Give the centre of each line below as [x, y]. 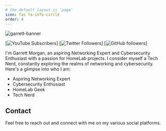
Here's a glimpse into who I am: [38, 69]
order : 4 [14, 19]
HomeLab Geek [29, 90]
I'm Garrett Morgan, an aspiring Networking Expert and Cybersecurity [78, 53]
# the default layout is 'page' [39, 10]
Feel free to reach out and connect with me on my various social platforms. [83, 123]
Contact [18, 111]
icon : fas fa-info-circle [32, 15]
